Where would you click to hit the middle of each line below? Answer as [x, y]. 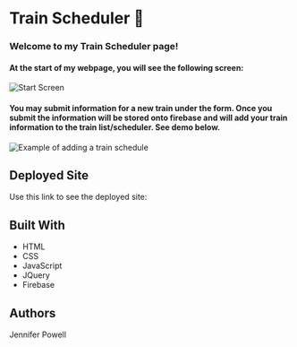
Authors [33, 313]
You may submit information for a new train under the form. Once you [141, 108]
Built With [37, 225]
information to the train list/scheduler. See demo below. [115, 127]
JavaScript [42, 266]
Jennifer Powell [38, 334]
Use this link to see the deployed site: [78, 197]
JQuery [36, 275]
